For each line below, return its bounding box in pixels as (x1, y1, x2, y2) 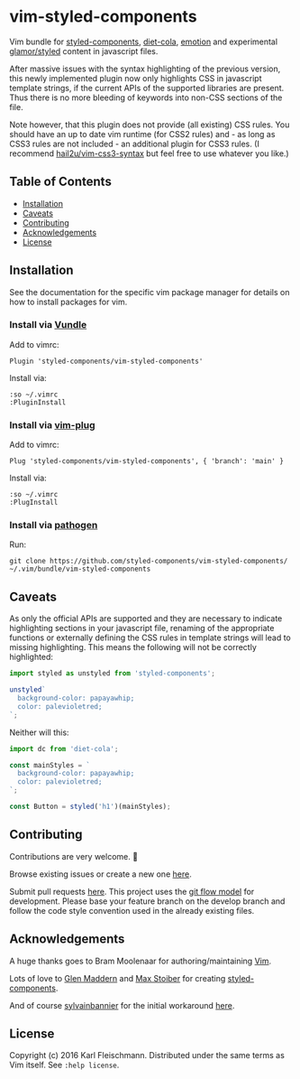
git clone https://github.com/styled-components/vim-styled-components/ (9, 557, 288, 566)
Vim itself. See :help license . (9, 1059, 120, 1071)
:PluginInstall (9, 397, 67, 407)
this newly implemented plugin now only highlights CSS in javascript (9, 72, 262, 83)
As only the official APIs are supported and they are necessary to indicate (9, 613, 283, 624)
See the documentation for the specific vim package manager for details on (9, 286, 290, 297)
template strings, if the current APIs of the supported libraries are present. (9, 82, 285, 93)
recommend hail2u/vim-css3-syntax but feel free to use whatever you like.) (9, 147, 290, 159)
